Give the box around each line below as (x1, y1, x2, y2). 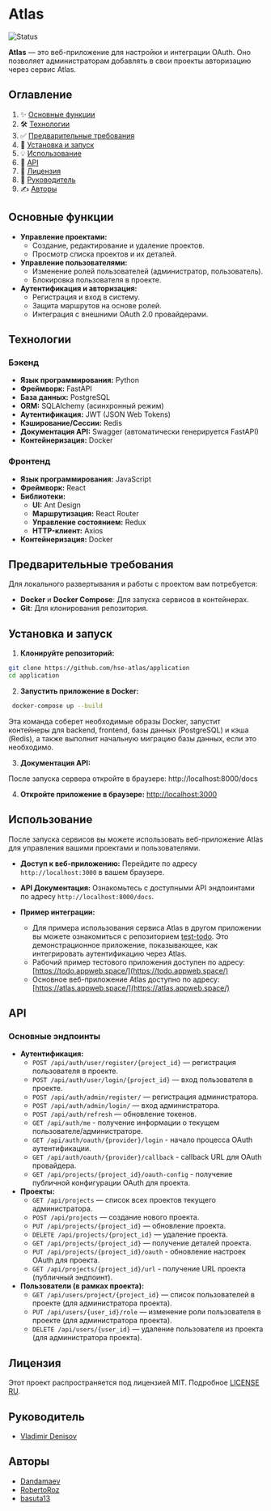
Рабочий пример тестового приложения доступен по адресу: (32, 957, 245, 967)
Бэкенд (8, 357, 40, 368)
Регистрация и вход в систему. (32, 292, 140, 302)
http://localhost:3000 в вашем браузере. (19, 867, 165, 876)
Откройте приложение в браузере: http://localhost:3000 (19, 789, 218, 799)
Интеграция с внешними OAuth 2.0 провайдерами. (32, 309, 209, 319)
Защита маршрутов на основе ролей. (32, 300, 162, 310)
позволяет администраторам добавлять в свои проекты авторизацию (8, 56, 252, 66)
